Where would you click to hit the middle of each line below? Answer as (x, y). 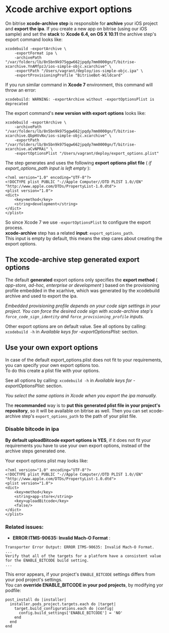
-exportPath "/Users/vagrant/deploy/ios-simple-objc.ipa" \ (79, 71)
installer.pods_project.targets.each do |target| (63, 604)
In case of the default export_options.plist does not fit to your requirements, (84, 360)
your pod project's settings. (34, 580)
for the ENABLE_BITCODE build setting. (47, 561)
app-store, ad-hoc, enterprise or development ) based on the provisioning (82, 285)
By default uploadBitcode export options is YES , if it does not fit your (78, 440)
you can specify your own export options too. (52, 365)
